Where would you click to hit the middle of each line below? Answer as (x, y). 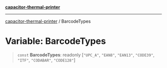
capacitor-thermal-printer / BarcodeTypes (48, 21)
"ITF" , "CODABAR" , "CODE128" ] (46, 60)
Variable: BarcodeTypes (55, 41)
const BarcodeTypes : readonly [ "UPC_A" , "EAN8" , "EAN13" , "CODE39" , (86, 55)
